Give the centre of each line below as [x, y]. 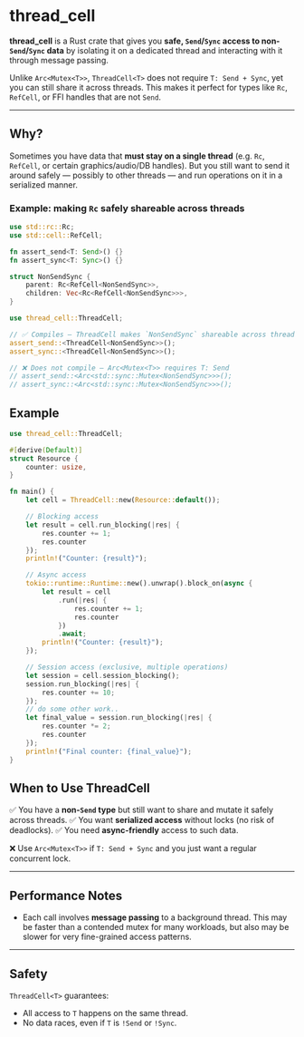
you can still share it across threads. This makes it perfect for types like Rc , [148, 87]
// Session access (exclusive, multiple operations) [127, 667]
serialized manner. [44, 184]
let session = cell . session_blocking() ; [103, 675]
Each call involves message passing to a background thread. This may [155, 917]
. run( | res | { [82, 600]
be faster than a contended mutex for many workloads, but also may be [156, 927]
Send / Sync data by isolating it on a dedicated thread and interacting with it [146, 50]
